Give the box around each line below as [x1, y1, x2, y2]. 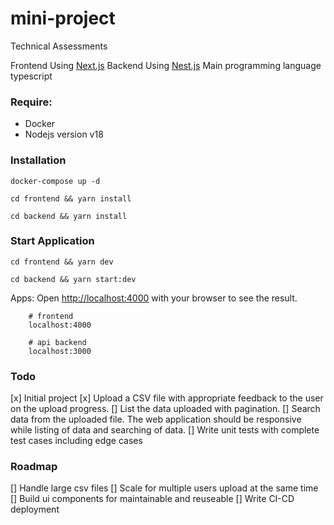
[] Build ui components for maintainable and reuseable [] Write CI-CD [10, 493, 295, 505]
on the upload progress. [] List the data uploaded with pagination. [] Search [10, 403, 321, 415]
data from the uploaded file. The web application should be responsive [10, 413, 302, 426]
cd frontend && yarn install [10, 193, 132, 204]
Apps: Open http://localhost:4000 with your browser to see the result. [10, 292, 298, 304]
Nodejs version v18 [24, 128, 104, 141]
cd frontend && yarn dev [10, 257, 114, 267]
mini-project [10, 7, 116, 30]
